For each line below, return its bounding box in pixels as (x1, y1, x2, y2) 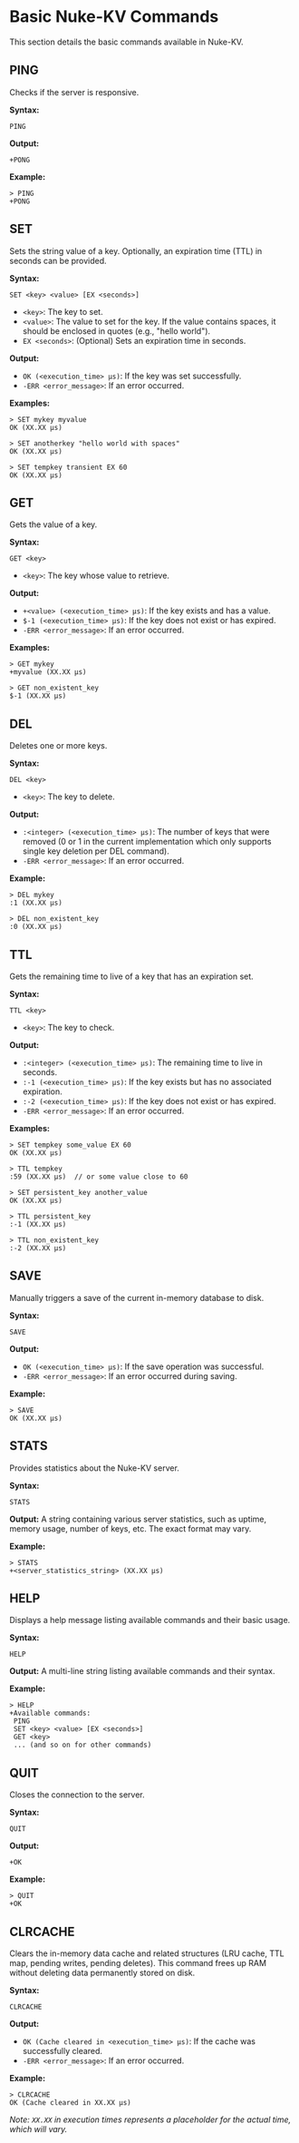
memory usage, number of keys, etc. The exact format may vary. (9, 1522, 252, 1534)
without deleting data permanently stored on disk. (9, 1967, 196, 1979)
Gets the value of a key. (9, 519, 98, 530)
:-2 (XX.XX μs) (9, 1244, 67, 1253)
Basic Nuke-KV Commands (9, 6, 219, 27)
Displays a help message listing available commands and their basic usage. (9, 1615, 291, 1626)
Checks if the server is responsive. (9, 86, 140, 97)
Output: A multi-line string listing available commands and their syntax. (9, 1666, 275, 1677)
